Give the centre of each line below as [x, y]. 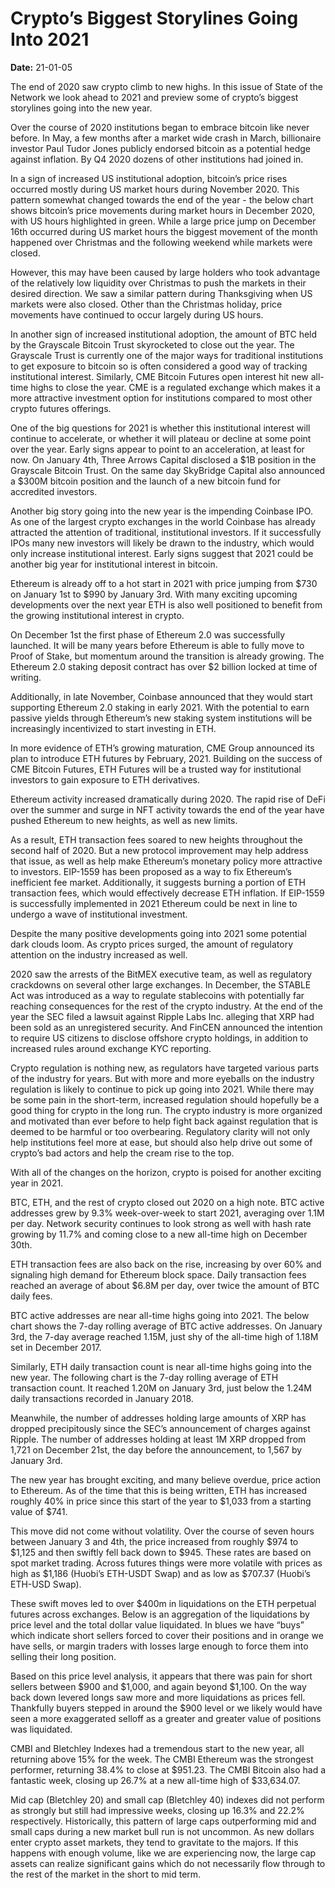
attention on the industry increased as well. [99, 954]
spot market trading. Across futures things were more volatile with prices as [166, 1563]
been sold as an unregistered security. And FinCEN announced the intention [166, 1027]
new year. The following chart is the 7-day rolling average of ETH [144, 1377]
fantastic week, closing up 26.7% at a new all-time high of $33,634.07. [155, 1780]
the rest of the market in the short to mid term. [106, 1874]
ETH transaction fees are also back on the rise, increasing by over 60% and [166, 1264]
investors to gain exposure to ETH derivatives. [105, 779]
